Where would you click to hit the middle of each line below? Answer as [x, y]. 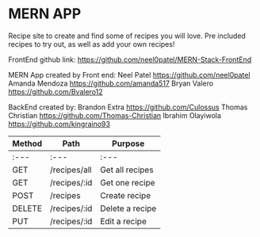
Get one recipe [128, 182]
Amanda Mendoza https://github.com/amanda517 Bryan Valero [111, 83]
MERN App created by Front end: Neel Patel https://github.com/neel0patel [130, 75]
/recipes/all [71, 170]
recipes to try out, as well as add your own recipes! [92, 44]
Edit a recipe [123, 221]
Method [27, 143]
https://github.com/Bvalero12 [55, 91]
